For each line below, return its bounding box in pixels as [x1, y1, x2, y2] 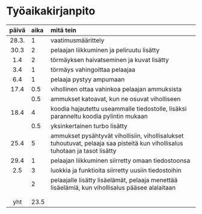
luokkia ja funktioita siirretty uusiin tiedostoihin [50, 166, 182, 174]
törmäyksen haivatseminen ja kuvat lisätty [50, 55, 170, 64]
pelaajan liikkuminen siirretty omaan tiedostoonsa [50, 156, 191, 165]
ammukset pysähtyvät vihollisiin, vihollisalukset [50, 131, 184, 139]
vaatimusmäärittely [50, 36, 105, 44]
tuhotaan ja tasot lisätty [50, 146, 117, 154]
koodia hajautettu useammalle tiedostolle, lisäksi [50, 104, 187, 112]
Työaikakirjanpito [6, 4, 96, 18]
